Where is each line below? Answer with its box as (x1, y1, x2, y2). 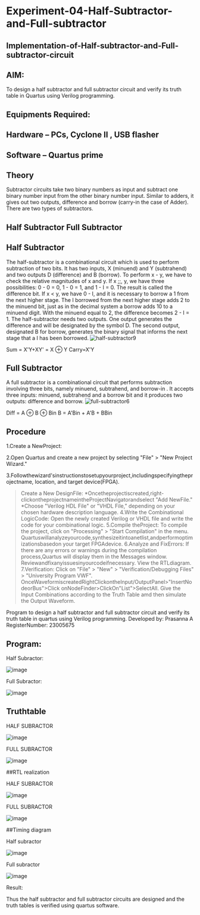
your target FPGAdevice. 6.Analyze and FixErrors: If (62, 540, 189, 547)
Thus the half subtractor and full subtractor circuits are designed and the (6, 895, 185, 902)
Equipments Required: (6, 109, 90, 120)
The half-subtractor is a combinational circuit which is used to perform (6, 258, 180, 266)
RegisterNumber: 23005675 (6, 621, 75, 629)
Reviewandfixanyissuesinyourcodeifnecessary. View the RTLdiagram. (20, 559, 192, 567)
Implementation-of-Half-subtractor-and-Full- (6, 41, 179, 51)
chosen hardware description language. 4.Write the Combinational (20, 509, 184, 516)
